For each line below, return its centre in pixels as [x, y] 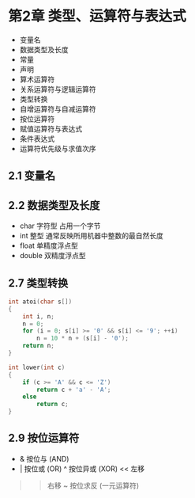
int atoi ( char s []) [40, 302]
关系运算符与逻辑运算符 [58, 89]
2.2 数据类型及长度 [54, 205]
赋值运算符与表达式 [51, 128]
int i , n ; [39, 316]
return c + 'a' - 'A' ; [74, 390]
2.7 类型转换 [38, 283]
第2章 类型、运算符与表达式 [97, 16]
